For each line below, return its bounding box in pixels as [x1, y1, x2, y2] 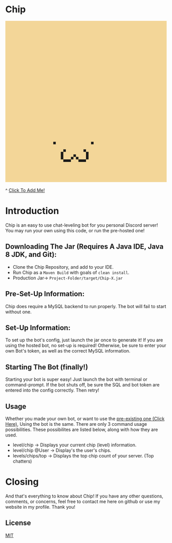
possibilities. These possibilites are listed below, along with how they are [5, 426, 158, 432]
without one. [5, 309, 32, 315]
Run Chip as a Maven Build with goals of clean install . [12, 269, 130, 275]
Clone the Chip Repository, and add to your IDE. [12, 264, 114, 270]
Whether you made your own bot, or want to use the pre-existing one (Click [5, 416, 165, 422]
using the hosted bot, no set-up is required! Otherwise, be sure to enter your [5, 342, 166, 349]
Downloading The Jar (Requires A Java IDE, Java [5, 242, 164, 251]
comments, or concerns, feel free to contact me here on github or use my [5, 498, 160, 505]
